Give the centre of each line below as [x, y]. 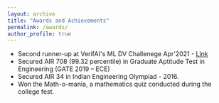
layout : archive [31, 14]
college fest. [36, 92]
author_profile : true [39, 34]
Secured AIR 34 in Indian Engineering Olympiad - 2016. [98, 77]
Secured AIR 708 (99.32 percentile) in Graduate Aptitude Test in [111, 62]
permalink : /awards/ [38, 27]
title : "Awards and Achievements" [59, 21]
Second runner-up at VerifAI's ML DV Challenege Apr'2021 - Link [113, 54]
